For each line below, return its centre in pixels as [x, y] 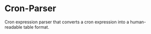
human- [138, 22]
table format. [36, 27]
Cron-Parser [31, 8]
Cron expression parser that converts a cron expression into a [67, 22]
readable [13, 27]
